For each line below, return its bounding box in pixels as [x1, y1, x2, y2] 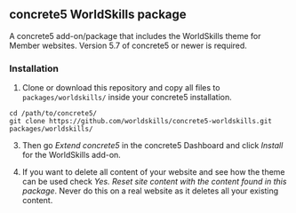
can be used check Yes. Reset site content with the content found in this [21, 177, 287, 187]
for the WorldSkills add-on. [21, 150, 122, 161]
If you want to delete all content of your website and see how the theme [21, 167, 285, 177]
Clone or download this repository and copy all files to [21, 83, 220, 93]
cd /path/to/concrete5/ [9, 109, 98, 118]
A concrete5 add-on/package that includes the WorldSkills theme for [9, 30, 261, 41]
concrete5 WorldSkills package [9, 7, 187, 22]
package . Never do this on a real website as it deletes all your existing [21, 185, 279, 196]
